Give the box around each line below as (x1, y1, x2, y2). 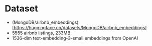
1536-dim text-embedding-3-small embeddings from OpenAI (12, 35, 138, 41)
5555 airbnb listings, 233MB (12, 30, 71, 36)
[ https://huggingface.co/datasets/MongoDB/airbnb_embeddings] (12, 24, 147, 30)
